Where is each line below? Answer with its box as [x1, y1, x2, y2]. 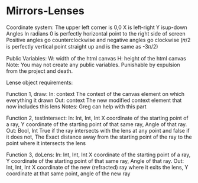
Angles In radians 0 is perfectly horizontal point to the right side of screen [6, 30, 186, 37]
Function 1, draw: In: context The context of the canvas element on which [6, 90, 185, 97]
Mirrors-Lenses [6, 4, 85, 18]
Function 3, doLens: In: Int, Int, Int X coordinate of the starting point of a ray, [6, 151, 191, 158]
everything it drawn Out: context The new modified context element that [6, 97, 182, 104]
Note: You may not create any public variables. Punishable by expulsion [6, 61, 180, 68]
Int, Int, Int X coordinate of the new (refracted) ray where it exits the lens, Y [6, 163, 189, 171]
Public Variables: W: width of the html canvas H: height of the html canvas [6, 54, 186, 62]
